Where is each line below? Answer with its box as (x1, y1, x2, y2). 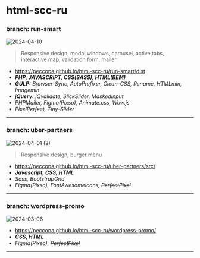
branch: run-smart (6, 25, 61, 33)
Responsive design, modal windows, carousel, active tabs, (20, 50, 164, 57)
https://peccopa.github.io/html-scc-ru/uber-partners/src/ (14, 162, 156, 169)
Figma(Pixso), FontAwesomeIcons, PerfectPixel (14, 181, 131, 188)
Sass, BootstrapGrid (14, 175, 65, 182)
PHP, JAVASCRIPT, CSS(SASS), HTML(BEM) (14, 74, 126, 81)
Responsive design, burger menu (20, 151, 102, 158)
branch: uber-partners (6, 126, 73, 134)
